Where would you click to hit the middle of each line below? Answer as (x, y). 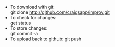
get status (20, 23)
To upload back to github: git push (46, 39)
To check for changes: (33, 18)
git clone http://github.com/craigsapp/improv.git (60, 12)
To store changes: (29, 28)
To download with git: (33, 7)
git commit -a (24, 34)
